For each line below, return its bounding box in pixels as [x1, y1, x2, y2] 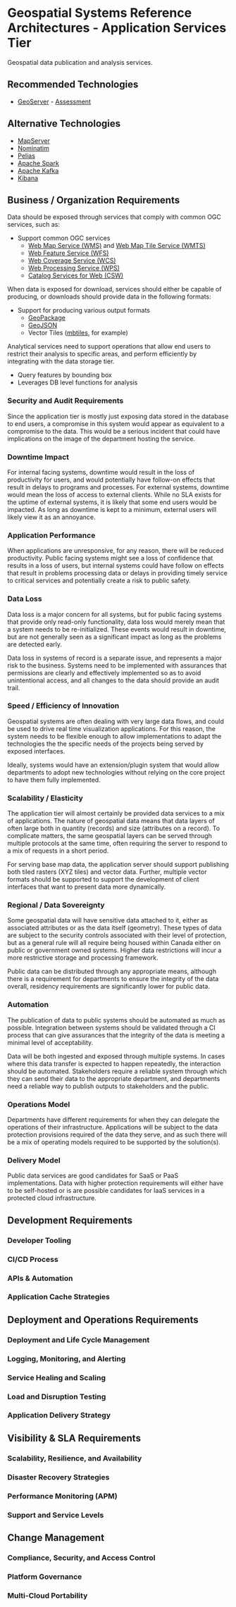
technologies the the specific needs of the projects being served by [7, 739, 204, 748]
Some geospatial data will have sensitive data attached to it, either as [7, 916, 208, 925]
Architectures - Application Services [7, 20, 227, 36]
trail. [7, 683, 20, 692]
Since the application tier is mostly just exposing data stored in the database [7, 412, 229, 420]
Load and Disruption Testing [7, 1392, 106, 1401]
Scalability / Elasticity [7, 793, 83, 803]
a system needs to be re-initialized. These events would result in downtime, [7, 625, 227, 633]
